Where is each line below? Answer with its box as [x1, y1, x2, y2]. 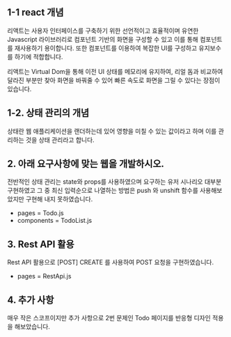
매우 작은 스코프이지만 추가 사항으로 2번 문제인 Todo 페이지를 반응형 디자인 [7, 314, 211, 322]
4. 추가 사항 [7, 294, 54, 306]
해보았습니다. [14, 322, 51, 331]
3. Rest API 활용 [7, 238, 74, 250]
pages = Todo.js [17, 209, 64, 217]
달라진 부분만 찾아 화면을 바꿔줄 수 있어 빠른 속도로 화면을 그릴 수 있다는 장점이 [7, 76, 221, 84]
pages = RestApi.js [17, 272, 72, 281]
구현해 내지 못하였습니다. [25, 195, 93, 203]
